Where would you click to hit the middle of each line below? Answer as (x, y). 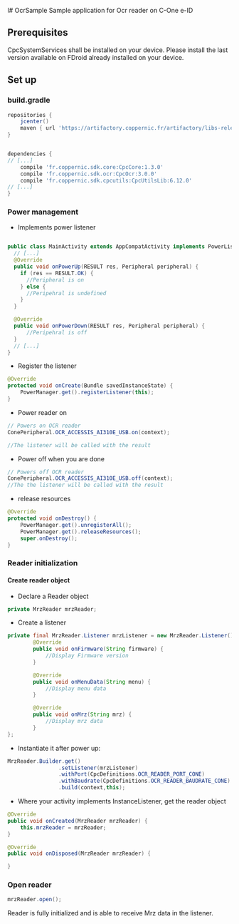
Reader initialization (43, 563)
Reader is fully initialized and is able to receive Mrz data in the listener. (110, 913)
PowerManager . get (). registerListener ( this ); (87, 392)
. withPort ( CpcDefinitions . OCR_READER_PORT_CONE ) (131, 774)
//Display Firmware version (87, 656)
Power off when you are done (61, 458)
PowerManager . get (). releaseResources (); (81, 532)
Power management (43, 212)
